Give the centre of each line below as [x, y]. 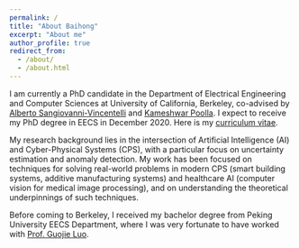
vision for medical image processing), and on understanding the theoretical [149, 188]
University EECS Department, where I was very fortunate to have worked [144, 224]
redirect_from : [38, 51]
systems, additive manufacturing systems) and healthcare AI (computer [142, 178]
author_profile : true [50, 43]
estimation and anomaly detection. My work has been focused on [131, 159]
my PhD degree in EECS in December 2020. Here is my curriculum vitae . [144, 122]
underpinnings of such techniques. [74, 197]
